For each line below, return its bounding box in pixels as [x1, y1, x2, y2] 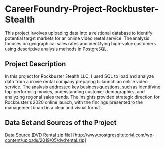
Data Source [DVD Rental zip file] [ [5, 132, 75, 138]
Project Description [5, 60, 66, 68]
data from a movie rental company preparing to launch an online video [5, 78, 148, 84]
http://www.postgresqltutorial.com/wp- [74, 132, 155, 138]
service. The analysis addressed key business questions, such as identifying [5, 84, 161, 89]
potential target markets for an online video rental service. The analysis [5, 35, 149, 41]
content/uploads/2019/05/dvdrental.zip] [5, 137, 86, 143]
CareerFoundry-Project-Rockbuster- [5, 3, 159, 15]
